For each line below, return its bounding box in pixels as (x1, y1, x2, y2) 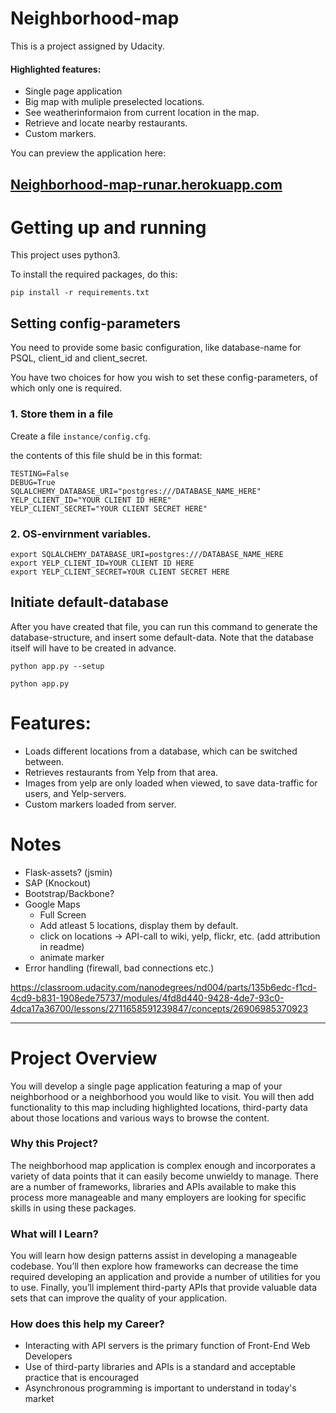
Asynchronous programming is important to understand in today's (24, 1382, 297, 1394)
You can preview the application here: (10, 147, 167, 159)
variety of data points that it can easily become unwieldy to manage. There (10, 1170, 319, 1182)
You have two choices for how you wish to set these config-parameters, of (10, 372, 318, 384)
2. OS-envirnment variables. (10, 527, 152, 541)
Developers (24, 1350, 73, 1362)
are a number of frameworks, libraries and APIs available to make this (10, 1180, 297, 1192)
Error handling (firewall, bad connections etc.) (24, 962, 215, 974)
